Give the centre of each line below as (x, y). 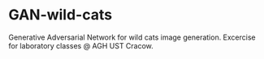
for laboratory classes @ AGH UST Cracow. (81, 45)
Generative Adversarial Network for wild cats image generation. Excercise (132, 37)
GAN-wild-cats (60, 15)
